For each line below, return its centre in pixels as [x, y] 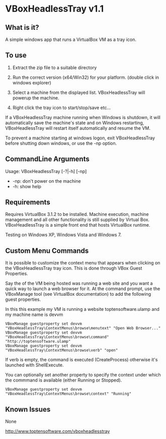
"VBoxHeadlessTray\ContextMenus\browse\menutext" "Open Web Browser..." [83, 328]
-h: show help [27, 186]
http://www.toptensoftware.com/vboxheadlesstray [58, 431]
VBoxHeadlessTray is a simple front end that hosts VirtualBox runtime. [78, 225]
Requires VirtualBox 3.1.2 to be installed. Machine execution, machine [77, 214]
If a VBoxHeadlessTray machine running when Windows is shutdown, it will [83, 117]
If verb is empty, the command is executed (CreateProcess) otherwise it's [81, 360]
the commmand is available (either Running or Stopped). [64, 380]
